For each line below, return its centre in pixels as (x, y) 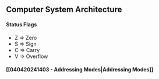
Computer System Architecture (64, 10)
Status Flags (22, 24)
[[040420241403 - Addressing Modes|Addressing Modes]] (80, 70)
